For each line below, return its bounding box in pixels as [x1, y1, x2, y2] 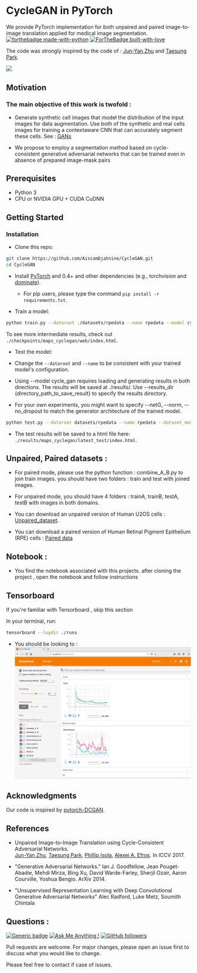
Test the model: [14, 348, 53, 355]
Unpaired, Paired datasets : [6, 454, 107, 464]
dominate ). [14, 278, 41, 285]
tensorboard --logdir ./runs [6, 630, 77, 636]
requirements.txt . [23, 296, 67, 303]
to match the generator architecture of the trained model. [43, 407, 182, 414]
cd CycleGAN [6, 262, 35, 268]
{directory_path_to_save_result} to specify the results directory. [14, 390, 168, 397]
